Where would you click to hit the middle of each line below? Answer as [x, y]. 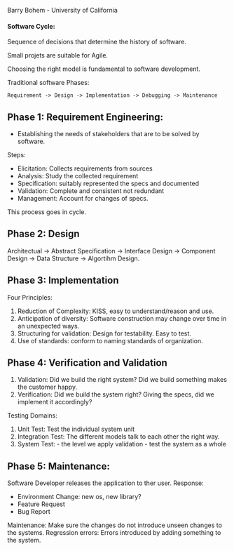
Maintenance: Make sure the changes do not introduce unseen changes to [115, 525]
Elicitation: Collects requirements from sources [85, 168]
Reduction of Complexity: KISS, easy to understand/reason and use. [116, 311]
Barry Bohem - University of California [62, 10]
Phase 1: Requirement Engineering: [85, 117]
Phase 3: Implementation [63, 280]
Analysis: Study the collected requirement [78, 176]
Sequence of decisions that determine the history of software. [97, 42]
